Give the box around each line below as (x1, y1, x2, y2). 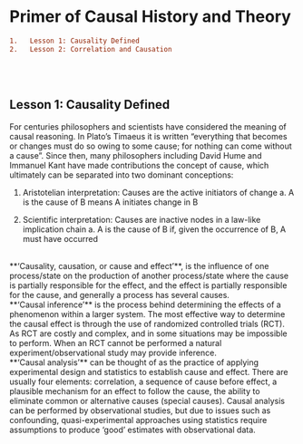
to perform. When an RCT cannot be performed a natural (9, 337, 222, 348)
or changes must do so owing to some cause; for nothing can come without (9, 140, 292, 151)
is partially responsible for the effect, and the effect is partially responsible (9, 279, 288, 291)
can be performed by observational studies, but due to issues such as (9, 405, 271, 416)
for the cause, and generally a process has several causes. (9, 289, 230, 300)
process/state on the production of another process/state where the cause (9, 270, 288, 281)
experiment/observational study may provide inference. (9, 347, 218, 358)
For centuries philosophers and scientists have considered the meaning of (9, 121, 288, 132)
